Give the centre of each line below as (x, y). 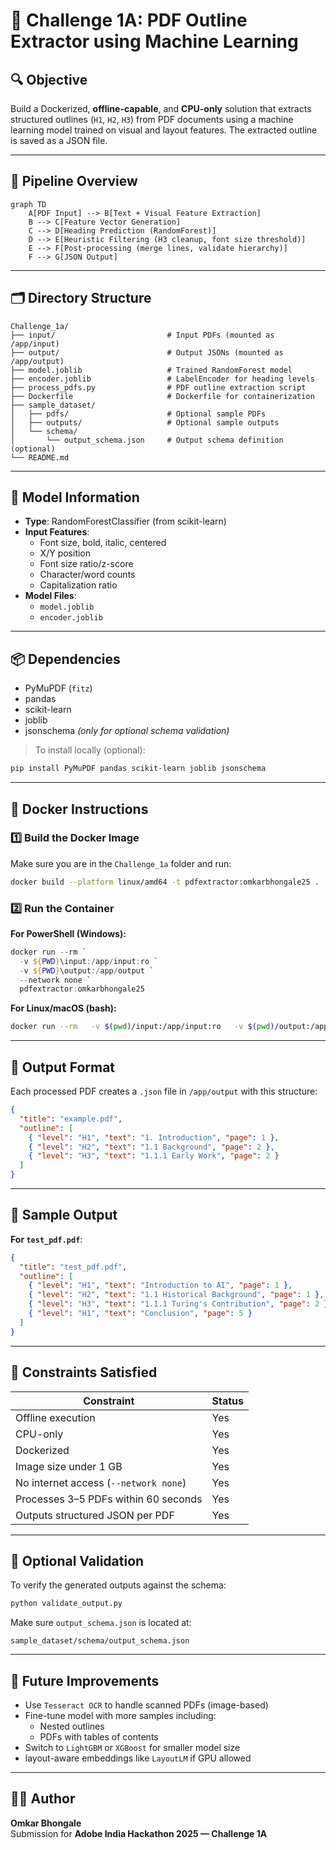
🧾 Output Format (63, 1067)
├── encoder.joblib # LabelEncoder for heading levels (162, 379)
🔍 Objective (49, 79)
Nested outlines (72, 1726)
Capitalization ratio (78, 585)
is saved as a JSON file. (59, 140)
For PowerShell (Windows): (68, 933)
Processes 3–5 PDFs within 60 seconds (109, 1499)
